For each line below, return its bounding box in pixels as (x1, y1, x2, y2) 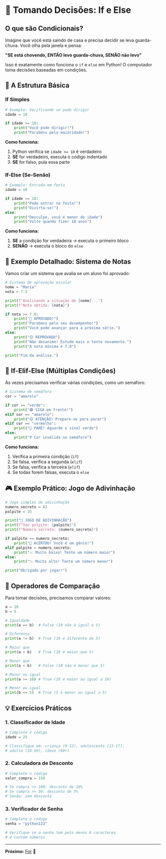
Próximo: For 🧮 (5, 848, 36, 854)
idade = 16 (5, 188, 28, 192)
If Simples (5, 96, 30, 103)
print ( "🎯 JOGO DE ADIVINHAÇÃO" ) (5, 518, 72, 523)
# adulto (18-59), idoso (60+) (5, 748, 70, 753)
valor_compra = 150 (5, 775, 45, 781)
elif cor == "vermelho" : (5, 421, 56, 426)
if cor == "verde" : (5, 403, 45, 408)
